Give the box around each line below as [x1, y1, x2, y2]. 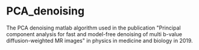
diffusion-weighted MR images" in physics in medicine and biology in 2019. [6, 37, 193, 44]
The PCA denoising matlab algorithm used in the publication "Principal [6, 24, 181, 31]
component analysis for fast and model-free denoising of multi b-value [6, 30, 183, 37]
